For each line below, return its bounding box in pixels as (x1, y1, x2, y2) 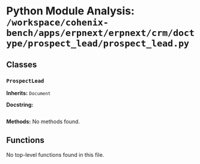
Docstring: (6, 101, 34, 108)
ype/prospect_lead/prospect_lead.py (6, 38, 190, 49)
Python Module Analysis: (6, 4, 135, 18)
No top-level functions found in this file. (6, 151, 105, 158)
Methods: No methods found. (6, 118, 80, 125)
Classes (6, 59, 37, 69)
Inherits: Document (6, 89, 51, 96)
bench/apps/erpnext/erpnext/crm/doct (6, 28, 195, 39)
